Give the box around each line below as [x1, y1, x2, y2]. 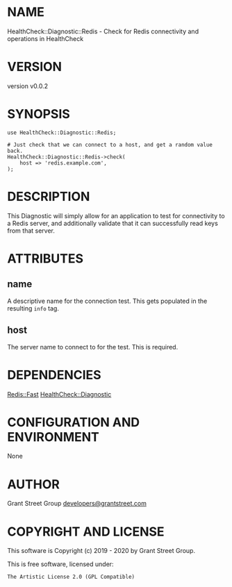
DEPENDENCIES [7, 367, 102, 383]
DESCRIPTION [7, 189, 90, 204]
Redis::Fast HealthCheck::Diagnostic [7, 390, 112, 398]
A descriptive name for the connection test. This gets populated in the [7, 297, 208, 305]
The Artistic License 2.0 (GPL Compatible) [7, 574, 135, 581]
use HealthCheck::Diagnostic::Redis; [7, 129, 117, 136]
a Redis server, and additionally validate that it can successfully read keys [7, 219, 219, 227]
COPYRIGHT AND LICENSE [7, 524, 165, 539]
